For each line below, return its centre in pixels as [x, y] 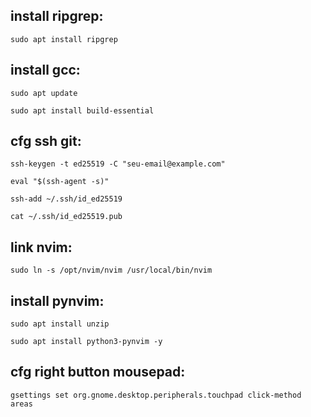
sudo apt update [44, 93]
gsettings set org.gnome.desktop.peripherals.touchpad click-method [156, 395]
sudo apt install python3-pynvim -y [86, 342]
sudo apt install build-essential [82, 110]
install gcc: [45, 70]
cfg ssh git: [46, 141]
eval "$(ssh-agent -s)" [60, 182]
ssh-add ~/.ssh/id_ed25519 [66, 199]
